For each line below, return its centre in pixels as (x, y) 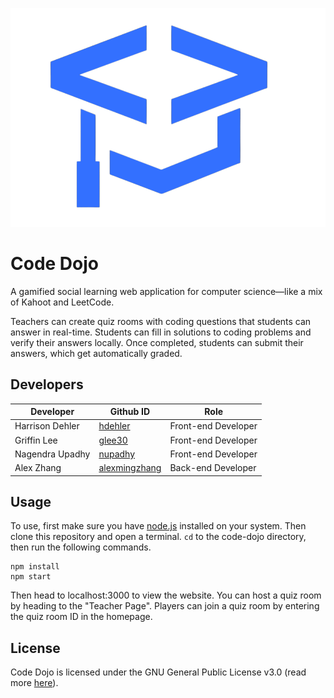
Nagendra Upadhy (52, 454)
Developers (47, 384)
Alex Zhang (38, 468)
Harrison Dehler (47, 426)
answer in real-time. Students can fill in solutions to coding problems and (161, 332)
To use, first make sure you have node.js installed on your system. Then (158, 526)
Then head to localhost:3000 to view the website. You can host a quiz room (166, 595)
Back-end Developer (213, 468)
